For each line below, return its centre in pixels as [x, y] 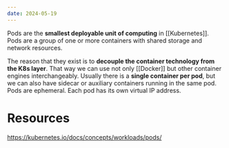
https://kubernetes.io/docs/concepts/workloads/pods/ [84, 137]
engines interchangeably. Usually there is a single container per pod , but [111, 76]
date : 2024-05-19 [32, 13]
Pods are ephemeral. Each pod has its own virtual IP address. [94, 90]
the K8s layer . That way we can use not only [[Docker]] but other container [114, 68]
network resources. [35, 47]
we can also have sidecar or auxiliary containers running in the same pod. [112, 83]
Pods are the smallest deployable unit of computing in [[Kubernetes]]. [108, 33]
